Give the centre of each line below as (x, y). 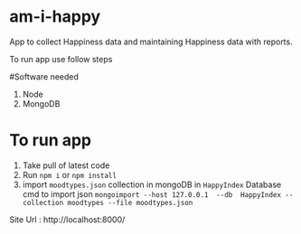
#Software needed (44, 76)
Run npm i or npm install (70, 174)
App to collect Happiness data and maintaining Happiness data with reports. (151, 42)
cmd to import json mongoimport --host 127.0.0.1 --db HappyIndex (152, 194)
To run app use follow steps (61, 59)
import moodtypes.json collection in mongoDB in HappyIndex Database (152, 184)
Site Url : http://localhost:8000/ (67, 220)
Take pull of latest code (66, 165)
